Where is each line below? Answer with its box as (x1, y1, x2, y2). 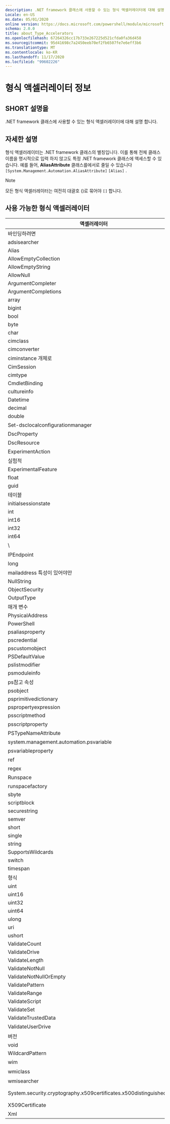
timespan (8, 865, 30, 872)
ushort (8, 932, 24, 939)
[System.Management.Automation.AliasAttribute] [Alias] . (5, 168, 127, 174)
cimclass (8, 337, 29, 344)
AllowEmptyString (8, 263, 51, 270)
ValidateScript (8, 997, 41, 1005)
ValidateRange (8, 989, 42, 996)
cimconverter (8, 345, 39, 352)
